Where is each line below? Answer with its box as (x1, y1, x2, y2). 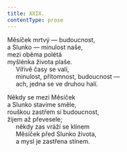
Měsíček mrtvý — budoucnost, (7, 35, 96, 44)
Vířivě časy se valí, (15, 65, 69, 73)
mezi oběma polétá (7, 50, 62, 59)
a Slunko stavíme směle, (7, 100, 77, 108)
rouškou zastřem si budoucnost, (7, 108, 99, 116)
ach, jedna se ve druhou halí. (15, 79, 99, 88)
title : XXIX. (7, 10, 45, 17)
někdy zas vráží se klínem (15, 122, 90, 131)
